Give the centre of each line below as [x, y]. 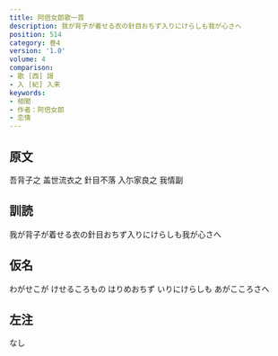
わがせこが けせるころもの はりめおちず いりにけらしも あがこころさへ [139, 289]
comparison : [31, 68]
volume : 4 [28, 59]
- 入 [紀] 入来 [35, 85]
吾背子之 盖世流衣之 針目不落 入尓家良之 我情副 [96, 180]
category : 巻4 [35, 43]
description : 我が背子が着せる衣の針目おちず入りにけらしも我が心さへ [126, 26]
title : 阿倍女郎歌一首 [47, 18]
